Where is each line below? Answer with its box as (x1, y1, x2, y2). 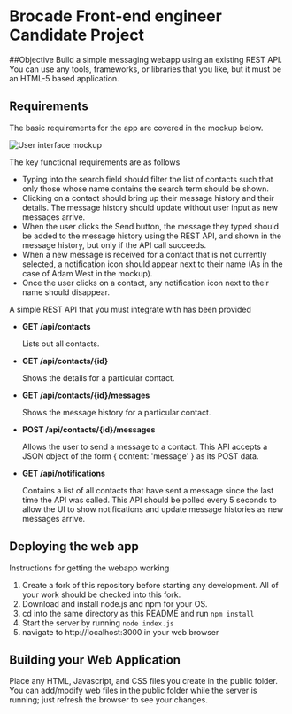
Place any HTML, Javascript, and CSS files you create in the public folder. (9, 676, 279, 687)
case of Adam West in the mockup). (21, 268, 153, 278)
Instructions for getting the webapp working (9, 563, 170, 573)
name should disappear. (21, 286, 111, 298)
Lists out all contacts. (21, 338, 100, 349)
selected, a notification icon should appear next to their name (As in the (21, 259, 283, 269)
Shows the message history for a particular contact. (21, 407, 211, 417)
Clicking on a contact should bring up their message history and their (21, 192, 274, 203)
